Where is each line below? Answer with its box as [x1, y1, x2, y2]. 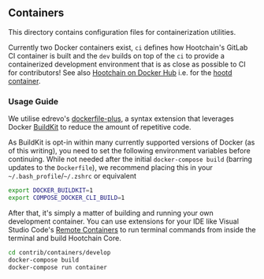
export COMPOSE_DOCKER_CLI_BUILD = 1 [8, 194, 125, 202]
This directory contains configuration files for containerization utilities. [8, 27, 236, 36]
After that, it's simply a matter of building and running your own [8, 208, 214, 217]
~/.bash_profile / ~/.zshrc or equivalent [8, 172, 136, 181]
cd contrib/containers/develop [8, 248, 111, 256]
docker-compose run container [8, 263, 108, 271]
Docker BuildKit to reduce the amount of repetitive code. [8, 123, 191, 132]
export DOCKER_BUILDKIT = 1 [8, 187, 93, 194]
